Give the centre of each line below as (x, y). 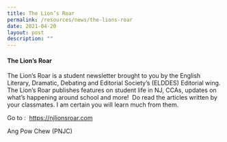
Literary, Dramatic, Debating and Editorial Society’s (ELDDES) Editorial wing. (114, 83)
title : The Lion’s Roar (41, 13)
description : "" (30, 39)
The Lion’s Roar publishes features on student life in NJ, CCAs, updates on (112, 90)
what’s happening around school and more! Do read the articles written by (112, 98)
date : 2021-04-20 (32, 26)
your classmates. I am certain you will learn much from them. (93, 105)
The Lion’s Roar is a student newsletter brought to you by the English (104, 76)
